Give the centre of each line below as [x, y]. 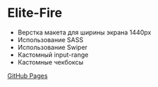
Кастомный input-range [53, 55]
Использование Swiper [52, 47]
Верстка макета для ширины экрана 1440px [84, 32]
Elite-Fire [35, 13]
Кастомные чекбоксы [50, 62]
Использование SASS [50, 39]
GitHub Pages [28, 76]
